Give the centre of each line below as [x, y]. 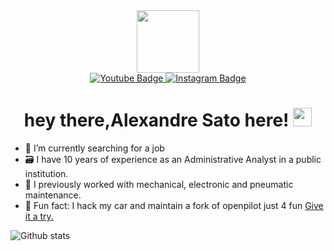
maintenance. [53, 195]
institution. [46, 173]
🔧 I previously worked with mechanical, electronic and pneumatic [159, 184]
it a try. [39, 216]
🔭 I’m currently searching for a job [94, 148]
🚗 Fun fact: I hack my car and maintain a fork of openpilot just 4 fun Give [174, 205]
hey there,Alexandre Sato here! [156, 120]
